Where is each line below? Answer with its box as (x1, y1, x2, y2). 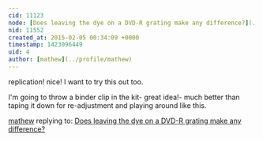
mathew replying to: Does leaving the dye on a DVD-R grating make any (8, 116, 242, 125)
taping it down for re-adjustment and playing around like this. (8, 100, 207, 110)
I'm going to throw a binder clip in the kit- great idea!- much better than (8, 92, 240, 102)
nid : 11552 (8, 26, 44, 34)
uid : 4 (8, 48, 30, 56)
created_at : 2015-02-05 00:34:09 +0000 (8, 33, 140, 42)
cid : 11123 (8, 11, 44, 20)
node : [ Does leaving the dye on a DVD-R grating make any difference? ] (8, 19, 249, 27)
